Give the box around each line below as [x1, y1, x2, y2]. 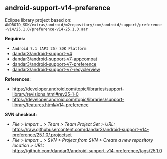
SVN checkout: [5, 111, 37, 117]
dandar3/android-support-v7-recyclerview [12, 66, 101, 72]
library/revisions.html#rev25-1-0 [12, 91, 79, 97]
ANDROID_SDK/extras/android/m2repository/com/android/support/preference [5, 22, 162, 27]
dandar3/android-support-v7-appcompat [12, 56, 97, 62]
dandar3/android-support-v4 [12, 50, 72, 56]
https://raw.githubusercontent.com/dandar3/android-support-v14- [12, 126, 149, 132]
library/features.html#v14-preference [12, 102, 89, 108]
